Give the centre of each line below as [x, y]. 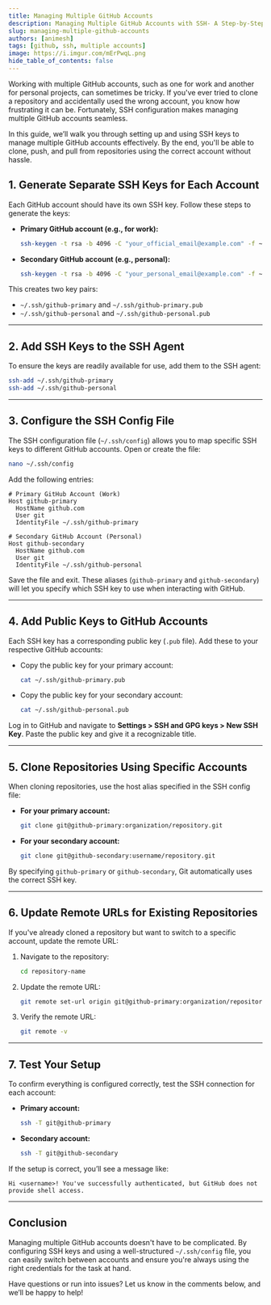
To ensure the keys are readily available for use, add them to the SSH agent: [135, 366]
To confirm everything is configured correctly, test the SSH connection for [132, 1084]
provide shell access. [46, 1190]
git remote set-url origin [65, 1002]
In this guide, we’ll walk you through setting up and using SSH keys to [124, 133]
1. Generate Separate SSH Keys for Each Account [134, 185]
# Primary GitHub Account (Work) [65, 494]
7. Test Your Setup [55, 1065]
